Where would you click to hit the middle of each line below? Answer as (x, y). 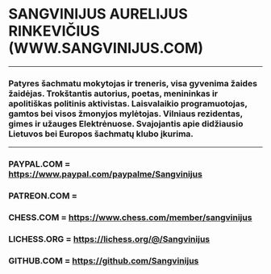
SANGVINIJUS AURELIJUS (98, 14)
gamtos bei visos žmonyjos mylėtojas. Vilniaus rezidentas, (126, 114)
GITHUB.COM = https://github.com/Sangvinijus (104, 260)
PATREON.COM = (43, 196)
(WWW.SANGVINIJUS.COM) (106, 48)
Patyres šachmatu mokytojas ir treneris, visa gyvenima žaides (133, 83)
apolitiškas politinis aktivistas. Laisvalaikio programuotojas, (128, 103)
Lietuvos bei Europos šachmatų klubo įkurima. (101, 134)
